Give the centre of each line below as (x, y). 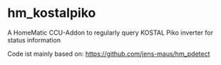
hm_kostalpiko (52, 13)
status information (34, 40)
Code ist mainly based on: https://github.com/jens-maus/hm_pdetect (109, 54)
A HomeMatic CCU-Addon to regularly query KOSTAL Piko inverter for (110, 32)
